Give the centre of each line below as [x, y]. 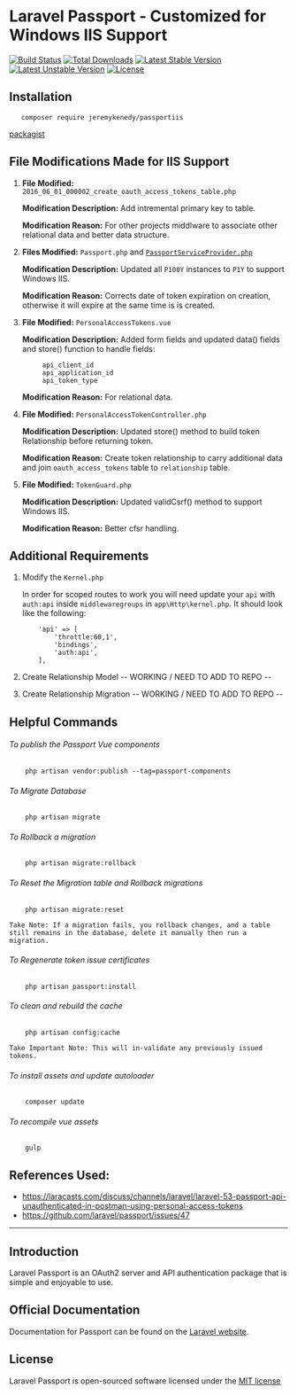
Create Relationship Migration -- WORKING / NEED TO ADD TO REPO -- [152, 694]
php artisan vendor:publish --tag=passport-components [128, 771]
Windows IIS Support [88, 35]
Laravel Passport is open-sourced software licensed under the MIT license [145, 1381]
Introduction [44, 1251]
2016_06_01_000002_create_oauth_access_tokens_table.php [129, 191]
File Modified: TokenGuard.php [76, 484]
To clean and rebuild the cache [66, 1006]
